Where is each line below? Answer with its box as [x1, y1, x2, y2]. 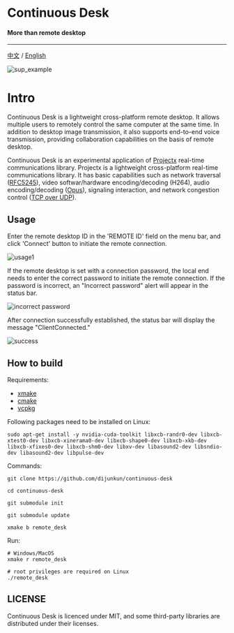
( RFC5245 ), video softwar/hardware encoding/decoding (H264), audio [7, 178, 210, 187]
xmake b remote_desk [7, 524, 68, 531]
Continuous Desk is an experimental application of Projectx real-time [7, 156, 205, 165]
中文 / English [7, 51, 47, 60]
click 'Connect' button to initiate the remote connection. [7, 240, 167, 248]
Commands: [7, 461, 42, 470]
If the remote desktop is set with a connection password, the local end [7, 267, 209, 275]
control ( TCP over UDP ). [7, 194, 77, 202]
